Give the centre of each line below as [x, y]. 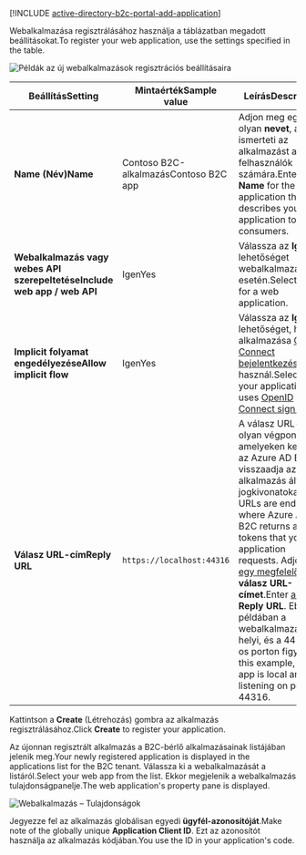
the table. [27, 50]
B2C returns [264, 526]
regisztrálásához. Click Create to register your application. [117, 729]
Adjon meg [261, 117]
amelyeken [261, 446]
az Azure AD [265, 458]
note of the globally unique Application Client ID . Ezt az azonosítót [135, 830]
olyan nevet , [265, 129]
